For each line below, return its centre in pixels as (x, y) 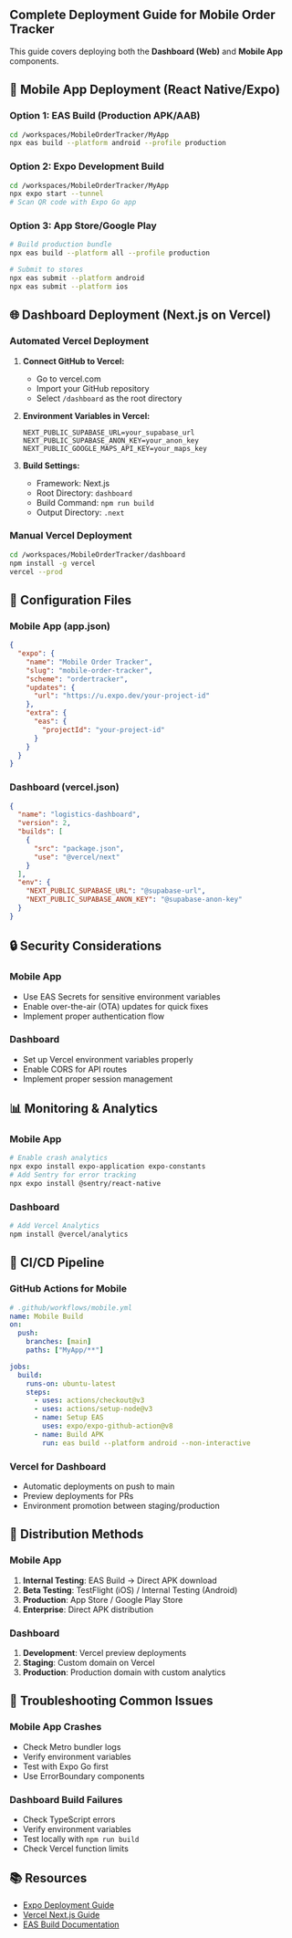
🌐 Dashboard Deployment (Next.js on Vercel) (141, 315)
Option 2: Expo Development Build (87, 166)
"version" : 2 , (44, 823)
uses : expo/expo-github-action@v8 (108, 1426)
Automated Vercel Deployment (79, 341)
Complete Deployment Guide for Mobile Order (142, 15)
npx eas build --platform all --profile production (109, 253)
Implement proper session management (98, 1079)
